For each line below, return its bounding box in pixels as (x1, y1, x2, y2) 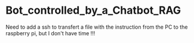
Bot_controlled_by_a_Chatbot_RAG (5, 4, 181, 17)
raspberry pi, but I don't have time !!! (5, 29, 96, 36)
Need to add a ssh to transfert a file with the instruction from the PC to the (5, 23, 188, 30)
